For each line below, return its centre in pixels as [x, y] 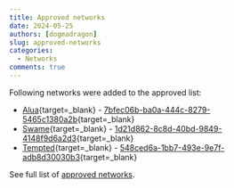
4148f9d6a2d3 [49, 138]
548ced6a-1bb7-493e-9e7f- [172, 147]
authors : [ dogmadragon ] [53, 34]
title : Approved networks [57, 17]
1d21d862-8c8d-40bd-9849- [168, 128]
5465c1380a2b [50, 119]
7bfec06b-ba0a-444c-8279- [157, 110]
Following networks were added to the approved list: [105, 92]
